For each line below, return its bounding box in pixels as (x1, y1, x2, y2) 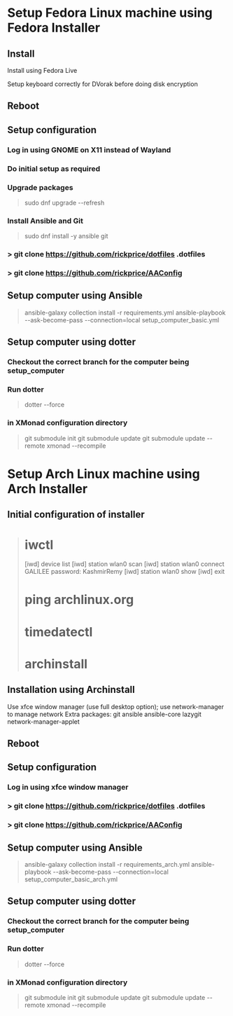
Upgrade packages (7, 182, 73, 192)
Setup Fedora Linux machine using (7, 5, 213, 21)
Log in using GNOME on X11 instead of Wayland (7, 145, 171, 155)
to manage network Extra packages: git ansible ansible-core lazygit (7, 710, 202, 718)
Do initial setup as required (7, 163, 101, 173)
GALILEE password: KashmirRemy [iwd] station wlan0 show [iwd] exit (24, 568, 225, 576)
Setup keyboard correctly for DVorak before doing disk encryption (7, 80, 198, 88)
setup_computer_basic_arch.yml (24, 875, 118, 884)
